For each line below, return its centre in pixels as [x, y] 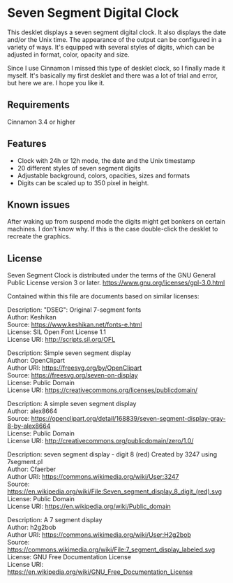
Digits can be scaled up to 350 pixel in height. [83, 182]
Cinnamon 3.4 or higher [41, 122]
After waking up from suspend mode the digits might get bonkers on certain [116, 222]
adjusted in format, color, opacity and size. [69, 55]
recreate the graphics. [39, 236]
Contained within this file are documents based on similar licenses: [103, 296]
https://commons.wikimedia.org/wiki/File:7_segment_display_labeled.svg [111, 549]
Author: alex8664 [32, 411]
